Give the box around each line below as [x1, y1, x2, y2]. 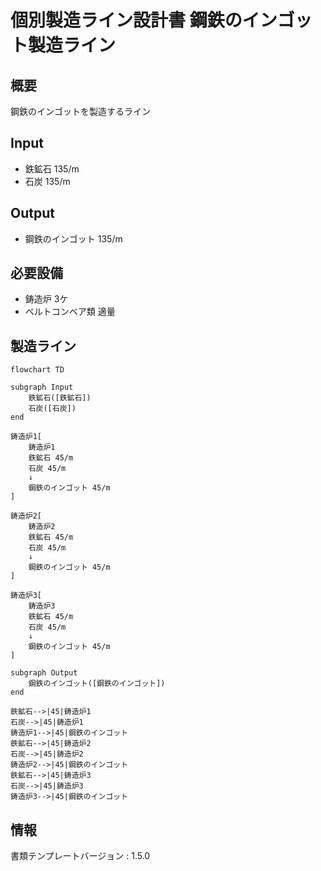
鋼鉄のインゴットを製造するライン [10, 106, 151, 117]
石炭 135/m [24, 175, 71, 187]
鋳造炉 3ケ [24, 293, 69, 305]
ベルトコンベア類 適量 [24, 306, 116, 318]
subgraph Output [10, 668, 78, 678]
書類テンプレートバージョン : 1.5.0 [10, 850, 151, 862]
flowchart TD [10, 365, 65, 375]
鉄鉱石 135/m [24, 162, 80, 175]
